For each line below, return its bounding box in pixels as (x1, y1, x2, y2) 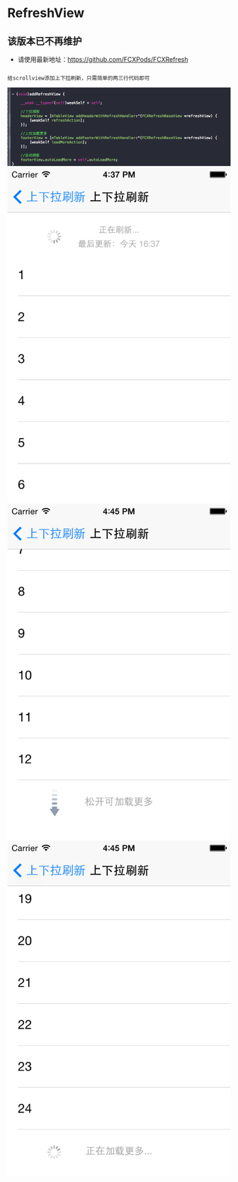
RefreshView (7, 5, 85, 21)
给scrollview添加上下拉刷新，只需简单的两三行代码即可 (7, 75, 150, 82)
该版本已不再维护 (7, 35, 82, 47)
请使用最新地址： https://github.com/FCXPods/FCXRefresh (17, 55, 188, 63)
